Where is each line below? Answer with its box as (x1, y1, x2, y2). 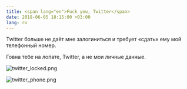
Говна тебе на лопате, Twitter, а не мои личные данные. (6, 54, 146, 61)
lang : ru (6, 19, 28, 25)
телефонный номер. (6, 42, 56, 49)
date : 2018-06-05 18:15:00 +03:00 (6, 14, 91, 20)
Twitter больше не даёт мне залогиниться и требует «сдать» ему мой (6, 36, 182, 43)
